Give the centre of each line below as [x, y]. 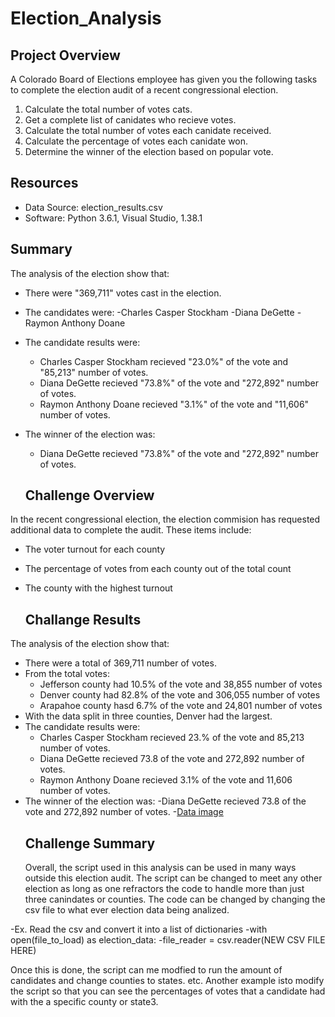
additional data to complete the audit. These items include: [131, 530]
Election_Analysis [86, 18]
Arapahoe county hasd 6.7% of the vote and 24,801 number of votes [181, 706]
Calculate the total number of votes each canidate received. [148, 130]
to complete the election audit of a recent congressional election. [144, 90]
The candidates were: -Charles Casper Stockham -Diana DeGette [159, 312]
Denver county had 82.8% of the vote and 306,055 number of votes [180, 695]
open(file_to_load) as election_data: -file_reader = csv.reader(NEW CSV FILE [168, 940]
